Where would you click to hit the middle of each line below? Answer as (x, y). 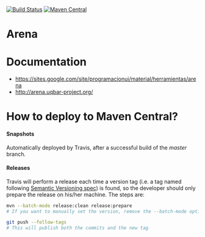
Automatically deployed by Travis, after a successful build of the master (97, 147)
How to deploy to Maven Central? (92, 117)
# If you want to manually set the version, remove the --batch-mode (97, 211)
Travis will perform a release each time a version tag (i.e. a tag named (94, 181)
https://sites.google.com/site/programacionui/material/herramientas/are (106, 79)
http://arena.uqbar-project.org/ (54, 92)
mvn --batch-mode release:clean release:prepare (69, 206)
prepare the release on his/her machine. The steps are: (75, 194)
